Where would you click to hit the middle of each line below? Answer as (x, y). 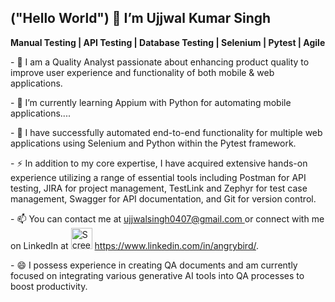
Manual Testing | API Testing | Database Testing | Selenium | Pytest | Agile (168, 42)
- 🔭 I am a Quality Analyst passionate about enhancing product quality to (160, 62)
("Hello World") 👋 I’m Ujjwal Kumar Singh (141, 18)
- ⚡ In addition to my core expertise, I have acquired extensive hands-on (159, 163)
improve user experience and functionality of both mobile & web (142, 72)
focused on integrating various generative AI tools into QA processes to (157, 275)
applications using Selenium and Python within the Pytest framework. (153, 143)
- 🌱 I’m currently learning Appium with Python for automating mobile (151, 102)
